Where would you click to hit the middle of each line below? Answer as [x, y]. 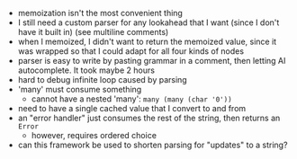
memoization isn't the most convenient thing [100, 13]
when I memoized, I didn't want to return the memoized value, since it [147, 41]
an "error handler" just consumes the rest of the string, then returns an [149, 118]
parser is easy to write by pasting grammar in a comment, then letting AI [152, 61]
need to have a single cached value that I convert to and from [132, 108]
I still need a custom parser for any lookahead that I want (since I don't [148, 22]
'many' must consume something [80, 89]
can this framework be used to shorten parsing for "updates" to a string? [153, 145]
